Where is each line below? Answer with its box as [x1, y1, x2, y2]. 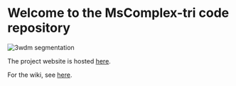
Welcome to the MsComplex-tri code [7, 5, 230, 21]
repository [7, 20, 71, 36]
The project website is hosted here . [7, 56, 112, 65]
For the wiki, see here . [7, 70, 73, 79]
